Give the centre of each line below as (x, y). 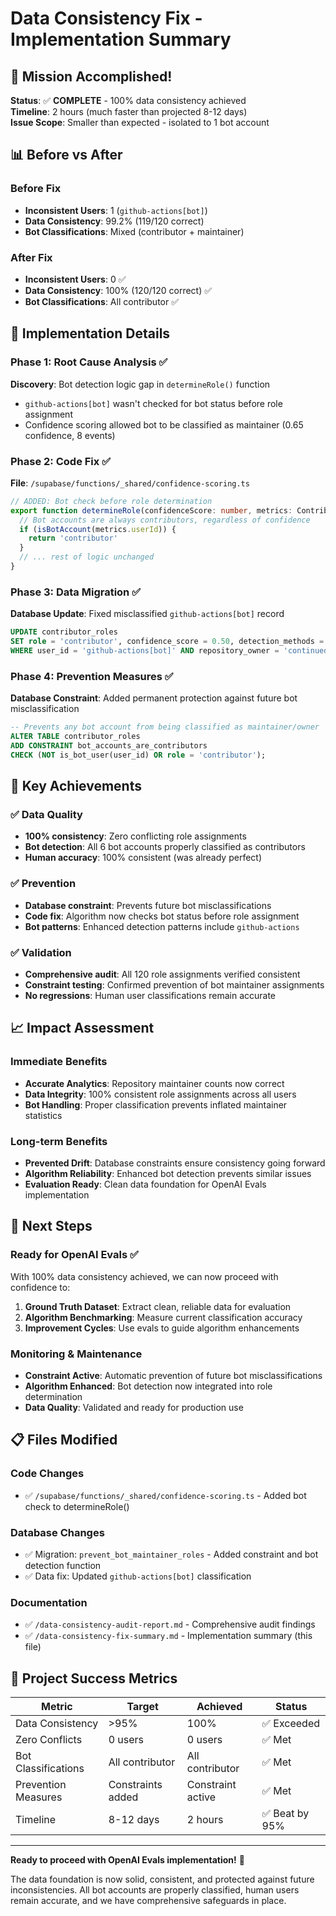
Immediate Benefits (59, 1062)
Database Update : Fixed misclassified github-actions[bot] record (147, 614)
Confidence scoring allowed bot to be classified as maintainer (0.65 (164, 424)
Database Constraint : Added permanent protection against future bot (154, 698)
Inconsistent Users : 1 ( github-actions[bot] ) (116, 210)
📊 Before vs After (66, 155)
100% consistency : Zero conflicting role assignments (135, 836)
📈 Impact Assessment (82, 1028)
